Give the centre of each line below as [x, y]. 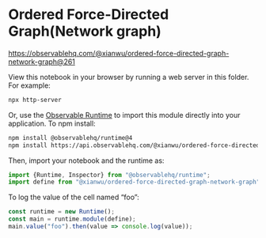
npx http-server [35, 100]
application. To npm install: [52, 123]
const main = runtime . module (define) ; [72, 219]
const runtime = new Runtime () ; [61, 212]
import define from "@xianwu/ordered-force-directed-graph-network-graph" [134, 182]
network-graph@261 [42, 62]
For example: [30, 85]
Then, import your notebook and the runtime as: [86, 161]
